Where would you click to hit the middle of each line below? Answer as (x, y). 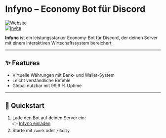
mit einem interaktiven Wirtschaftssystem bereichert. (59, 43)
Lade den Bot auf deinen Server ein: (49, 118)
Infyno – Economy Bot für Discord (75, 9)
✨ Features (22, 63)
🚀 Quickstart (25, 106)
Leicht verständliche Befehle (41, 80)
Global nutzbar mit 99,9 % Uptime (47, 86)
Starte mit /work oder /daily (41, 130)
